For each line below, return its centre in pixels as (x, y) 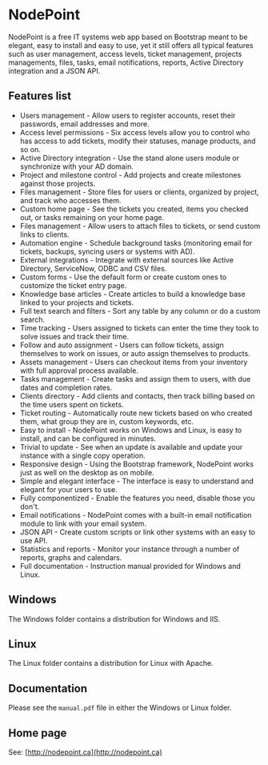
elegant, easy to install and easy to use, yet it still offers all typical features (131, 45)
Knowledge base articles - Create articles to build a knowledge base (132, 294)
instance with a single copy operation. (82, 455)
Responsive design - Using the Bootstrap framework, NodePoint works (137, 464)
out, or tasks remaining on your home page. (92, 217)
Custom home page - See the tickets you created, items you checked (134, 209)
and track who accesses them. (70, 200)
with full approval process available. (79, 370)
